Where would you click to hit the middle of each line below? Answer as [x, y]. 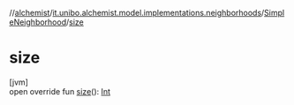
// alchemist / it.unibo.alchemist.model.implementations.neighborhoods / [137, 13]
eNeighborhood [38, 22]
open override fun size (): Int [60, 91]
